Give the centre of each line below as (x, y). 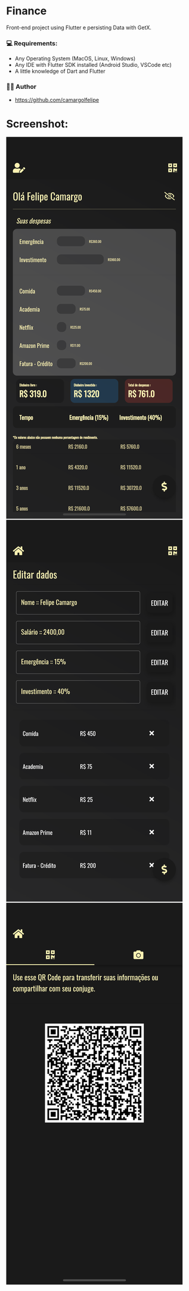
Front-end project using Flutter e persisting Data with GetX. (79, 27)
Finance (27, 11)
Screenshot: (37, 124)
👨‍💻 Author (21, 87)
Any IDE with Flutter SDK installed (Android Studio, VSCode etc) (93, 65)
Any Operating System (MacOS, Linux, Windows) (75, 58)
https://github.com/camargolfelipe (57, 100)
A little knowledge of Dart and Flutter (60, 71)
